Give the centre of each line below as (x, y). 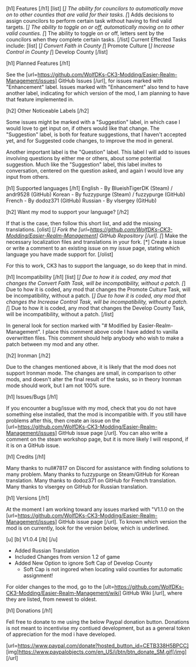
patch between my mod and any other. (53, 344)
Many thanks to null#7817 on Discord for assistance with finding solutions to (98, 468)
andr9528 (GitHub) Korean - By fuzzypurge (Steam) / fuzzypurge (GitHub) (96, 194)
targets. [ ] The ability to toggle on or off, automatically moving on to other (95, 27)
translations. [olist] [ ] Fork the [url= (48, 229)
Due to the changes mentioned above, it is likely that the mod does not (91, 367)
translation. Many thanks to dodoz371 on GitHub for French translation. (91, 481)
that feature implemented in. (40, 99)
